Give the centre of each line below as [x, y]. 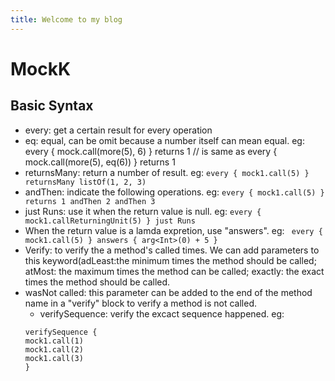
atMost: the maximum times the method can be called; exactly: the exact [174, 271]
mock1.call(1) [54, 341]
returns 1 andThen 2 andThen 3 [90, 201]
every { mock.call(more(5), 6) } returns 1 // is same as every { [151, 151]
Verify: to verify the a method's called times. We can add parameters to [172, 250]
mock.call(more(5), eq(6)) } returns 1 [100, 162]
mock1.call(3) [54, 358]
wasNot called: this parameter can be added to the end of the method [168, 292]
